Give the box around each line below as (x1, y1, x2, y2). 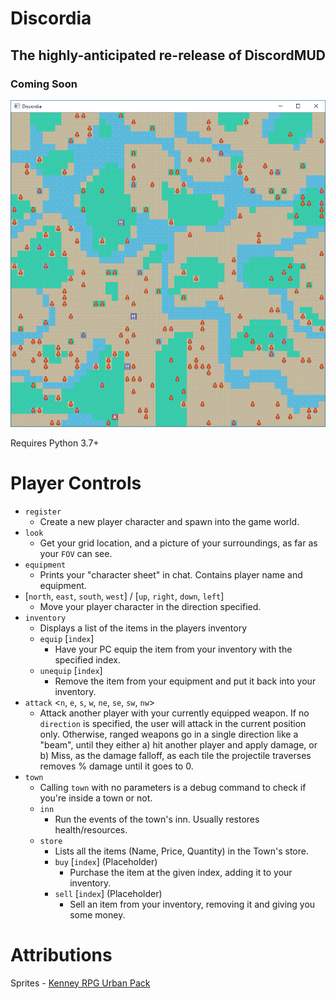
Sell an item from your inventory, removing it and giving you (69, 898, 316, 910)
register (24, 507, 62, 517)
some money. (69, 908, 126, 921)
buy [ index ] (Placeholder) (54, 855, 158, 867)
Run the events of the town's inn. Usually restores (54, 813, 260, 825)
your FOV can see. (39, 547, 113, 559)
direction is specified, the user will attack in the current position (39, 717, 307, 729)
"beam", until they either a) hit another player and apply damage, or (39, 738, 318, 751)
